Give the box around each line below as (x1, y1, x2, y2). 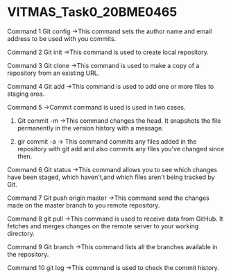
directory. (7, 229, 35, 237)
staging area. (7, 90, 45, 98)
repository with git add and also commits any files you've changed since (17, 144, 224, 153)
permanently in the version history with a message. (17, 124, 164, 132)
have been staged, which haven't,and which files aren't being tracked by (7, 173, 215, 181)
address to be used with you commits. (7, 34, 117, 42)
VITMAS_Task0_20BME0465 (7, 4, 178, 20)
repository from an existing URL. (7, 69, 100, 77)
